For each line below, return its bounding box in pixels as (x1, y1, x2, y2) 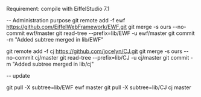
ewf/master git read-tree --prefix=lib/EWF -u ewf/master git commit (26, 30, 195, 37)
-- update (6, 72, 30, 79)
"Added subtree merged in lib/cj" (12, 60, 94, 67)
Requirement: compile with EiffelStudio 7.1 (6, 5, 110, 12)
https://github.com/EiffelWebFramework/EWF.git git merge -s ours (6, 23, 171, 30)
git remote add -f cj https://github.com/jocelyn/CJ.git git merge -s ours (6, 48, 183, 55)
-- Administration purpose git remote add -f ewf (6, 17, 126, 23)
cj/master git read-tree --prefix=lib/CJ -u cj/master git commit (34, 54, 190, 61)
